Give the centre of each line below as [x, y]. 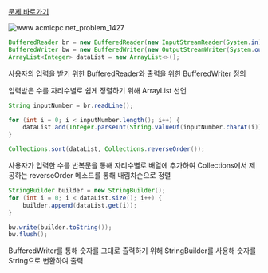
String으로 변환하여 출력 [46, 261]
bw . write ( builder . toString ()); [60, 227]
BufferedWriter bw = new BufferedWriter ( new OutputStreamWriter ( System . [132, 49]
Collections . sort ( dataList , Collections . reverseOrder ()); [106, 149]
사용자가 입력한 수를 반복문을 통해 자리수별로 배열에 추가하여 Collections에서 [128, 165]
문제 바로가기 [29, 12]
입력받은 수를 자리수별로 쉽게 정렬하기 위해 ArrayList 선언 [98, 90]
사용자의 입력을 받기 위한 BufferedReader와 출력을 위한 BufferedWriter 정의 [127, 73]
